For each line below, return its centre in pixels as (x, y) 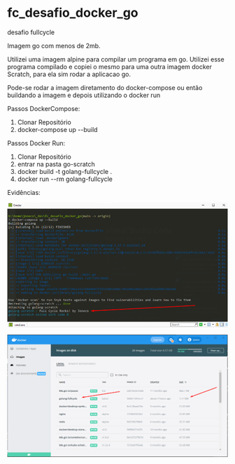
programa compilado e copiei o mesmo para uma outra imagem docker (109, 66)
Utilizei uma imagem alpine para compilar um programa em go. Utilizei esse (116, 59)
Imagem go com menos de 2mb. (54, 45)
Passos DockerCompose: (44, 108)
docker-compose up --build (57, 129)
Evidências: (24, 192)
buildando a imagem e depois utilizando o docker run (84, 95)
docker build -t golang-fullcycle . (65, 171)
